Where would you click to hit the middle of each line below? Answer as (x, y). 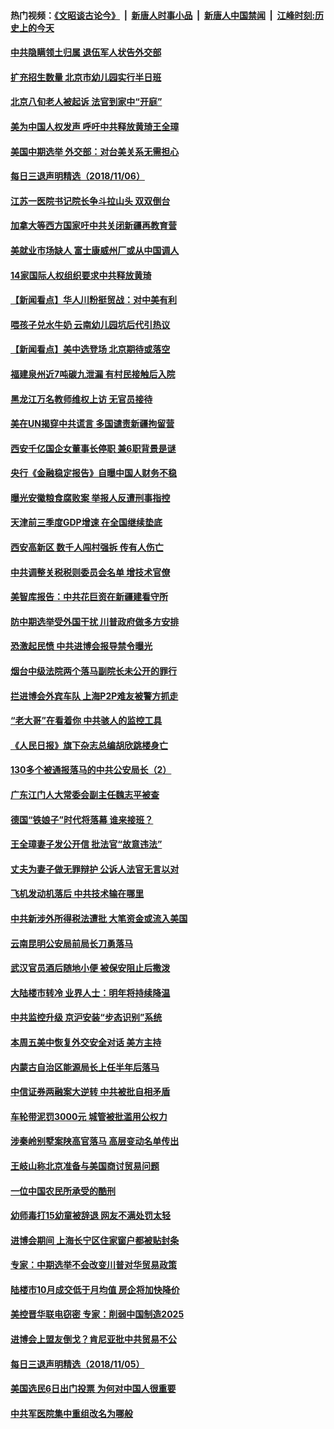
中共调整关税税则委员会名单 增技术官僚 (90, 572)
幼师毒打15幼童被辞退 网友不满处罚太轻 (91, 1216)
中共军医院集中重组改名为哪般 (71, 1413)
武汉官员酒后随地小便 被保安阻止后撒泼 (90, 968)
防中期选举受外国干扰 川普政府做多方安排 (95, 621)
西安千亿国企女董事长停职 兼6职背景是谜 (93, 448)
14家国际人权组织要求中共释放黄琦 (81, 275)
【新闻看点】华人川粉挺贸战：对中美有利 (93, 300)
